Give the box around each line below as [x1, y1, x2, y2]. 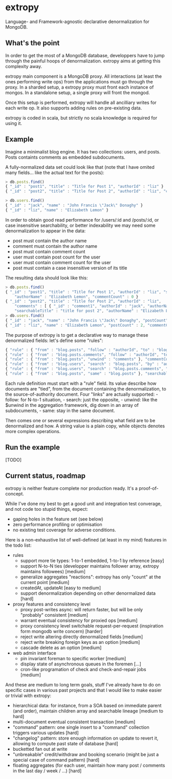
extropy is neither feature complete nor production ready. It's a [5, 485, 138, 491]
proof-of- [139, 485, 159, 491]
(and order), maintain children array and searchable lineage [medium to [12, 708, 164, 714]
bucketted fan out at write [12, 746, 68, 752]
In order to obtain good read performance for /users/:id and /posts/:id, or [5, 217, 159, 223]
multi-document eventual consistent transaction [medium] [12, 719, 136, 725]
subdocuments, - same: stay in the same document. [5, 407, 115, 414]
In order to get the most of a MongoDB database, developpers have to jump [5, 52, 165, 58]
